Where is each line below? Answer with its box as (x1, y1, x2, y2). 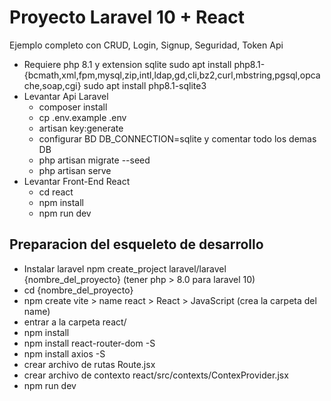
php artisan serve (38, 164, 112, 176)
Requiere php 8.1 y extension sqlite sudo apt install (23, 58, 232, 70)
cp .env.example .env (38, 111, 127, 123)
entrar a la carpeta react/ (23, 316, 127, 328)
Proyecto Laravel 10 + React (9, 6, 246, 29)
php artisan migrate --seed (38, 154, 151, 166)
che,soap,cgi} (23, 79, 82, 91)
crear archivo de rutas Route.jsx (23, 358, 156, 370)
